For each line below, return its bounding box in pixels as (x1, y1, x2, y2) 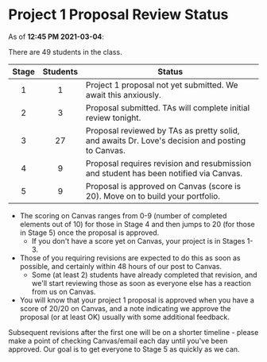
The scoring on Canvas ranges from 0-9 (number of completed (19, 210, 227, 220)
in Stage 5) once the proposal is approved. (19, 228, 160, 237)
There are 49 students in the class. (8, 47, 122, 56)
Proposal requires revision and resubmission (85, 157, 252, 168)
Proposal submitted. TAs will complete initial (85, 102, 250, 113)
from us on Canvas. (31, 287, 96, 296)
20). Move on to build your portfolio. (85, 191, 221, 202)
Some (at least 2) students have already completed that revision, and (31, 270, 257, 279)
